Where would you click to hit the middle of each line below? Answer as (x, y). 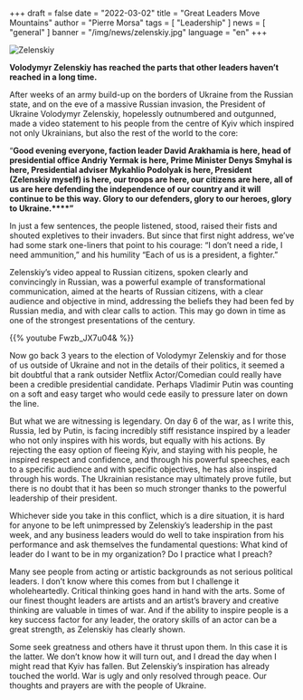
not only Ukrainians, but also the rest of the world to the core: (124, 133)
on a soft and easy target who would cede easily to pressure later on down (148, 394)
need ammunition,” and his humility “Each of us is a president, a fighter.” (144, 254)
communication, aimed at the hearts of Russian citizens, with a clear (137, 292)
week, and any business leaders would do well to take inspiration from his (147, 535)
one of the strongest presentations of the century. (103, 320)
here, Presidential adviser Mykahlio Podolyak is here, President (131, 170)
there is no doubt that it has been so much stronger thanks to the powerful (148, 489)
